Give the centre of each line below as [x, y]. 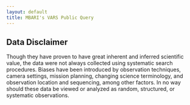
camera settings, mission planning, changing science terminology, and [95, 76]
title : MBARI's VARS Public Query [50, 18]
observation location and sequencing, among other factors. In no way [94, 83]
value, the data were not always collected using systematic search [90, 63]
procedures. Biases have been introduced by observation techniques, [94, 70]
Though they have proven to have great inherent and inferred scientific [95, 57]
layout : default [27, 12]
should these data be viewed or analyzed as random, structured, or [91, 89]
